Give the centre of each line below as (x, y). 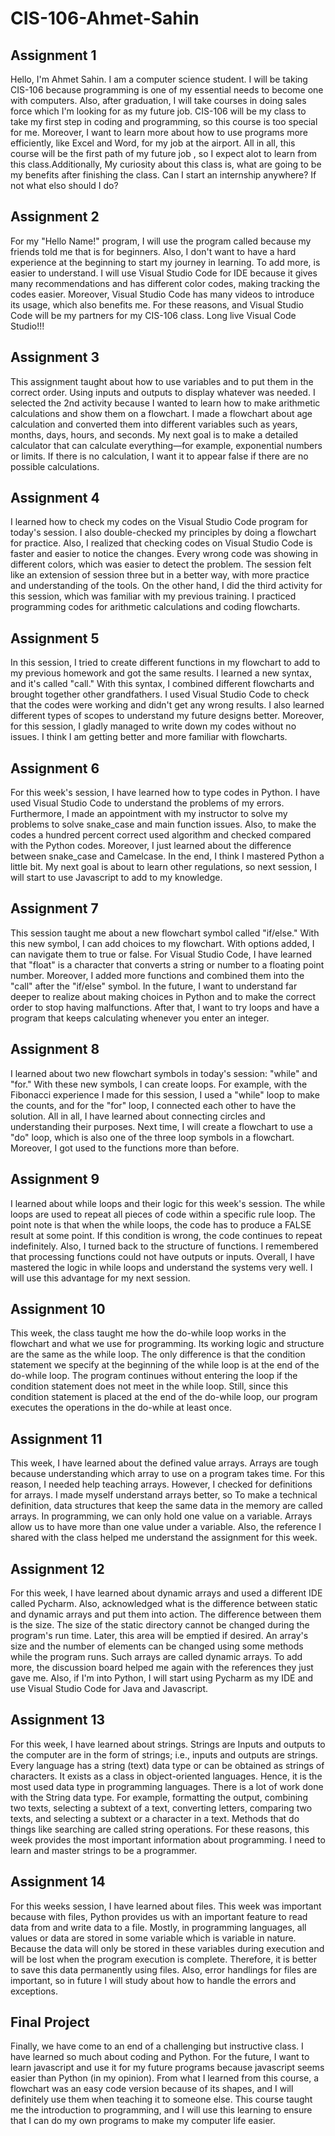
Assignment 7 (54, 908)
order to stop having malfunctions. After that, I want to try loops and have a (165, 1007)
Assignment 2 (55, 217)
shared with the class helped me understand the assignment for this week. (164, 1538)
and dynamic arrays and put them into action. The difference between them (166, 1614)
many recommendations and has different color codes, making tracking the (165, 283)
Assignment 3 (55, 357)
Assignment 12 (57, 1568)
